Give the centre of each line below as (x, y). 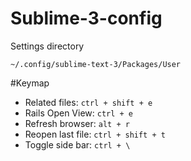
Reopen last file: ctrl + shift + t (95, 134)
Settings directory (47, 46)
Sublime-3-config (86, 18)
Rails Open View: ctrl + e (79, 113)
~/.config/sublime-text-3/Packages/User (96, 64)
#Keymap (30, 83)
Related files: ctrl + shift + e (88, 102)
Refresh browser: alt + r (77, 123)
